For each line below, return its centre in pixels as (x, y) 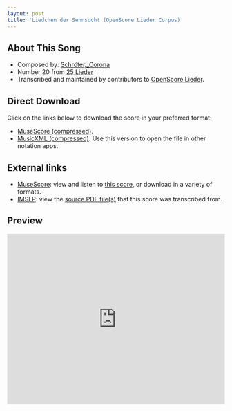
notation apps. (38, 146)
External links (37, 168)
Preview (25, 221)
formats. (29, 192)
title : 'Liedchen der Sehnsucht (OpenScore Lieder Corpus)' (96, 20)
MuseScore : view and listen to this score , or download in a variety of (115, 184)
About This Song (44, 48)
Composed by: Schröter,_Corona (64, 65)
